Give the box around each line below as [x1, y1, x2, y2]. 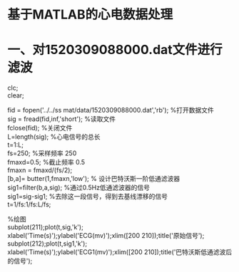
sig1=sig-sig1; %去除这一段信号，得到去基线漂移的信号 [7, 192, 168, 201]
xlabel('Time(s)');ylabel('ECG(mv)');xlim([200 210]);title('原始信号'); [7, 231, 205, 240]
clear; [7, 91, 25, 100]
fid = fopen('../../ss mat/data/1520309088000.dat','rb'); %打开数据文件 [7, 106, 214, 115]
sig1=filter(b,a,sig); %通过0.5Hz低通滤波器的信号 [7, 183, 151, 192]
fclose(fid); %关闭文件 [7, 124, 73, 132]
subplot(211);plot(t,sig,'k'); [7, 223, 83, 231]
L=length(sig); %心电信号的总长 [7, 132, 101, 141]
